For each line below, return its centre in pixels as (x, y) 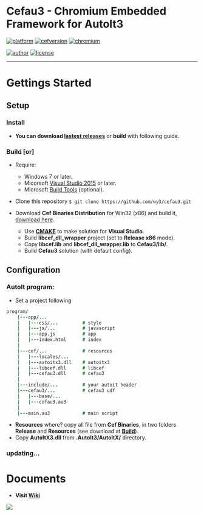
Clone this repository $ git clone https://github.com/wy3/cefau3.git (103, 201)
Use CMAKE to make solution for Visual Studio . (84, 232)
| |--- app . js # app (57, 334)
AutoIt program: (30, 287)
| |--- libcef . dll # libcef (61, 368)
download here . (35, 219)
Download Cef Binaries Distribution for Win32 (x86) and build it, (96, 213)
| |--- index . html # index (59, 340)
